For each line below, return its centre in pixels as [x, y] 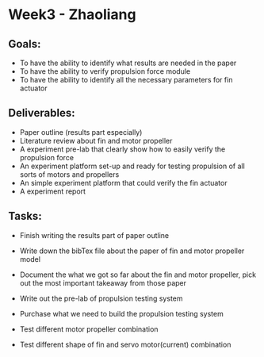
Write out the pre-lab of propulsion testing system [101, 298]
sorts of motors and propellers [69, 174]
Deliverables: [42, 113]
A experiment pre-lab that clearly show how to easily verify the [122, 149]
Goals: [25, 44]
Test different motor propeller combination [89, 329]
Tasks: [25, 216]
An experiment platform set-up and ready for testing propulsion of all [132, 166]
